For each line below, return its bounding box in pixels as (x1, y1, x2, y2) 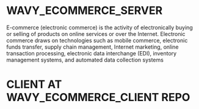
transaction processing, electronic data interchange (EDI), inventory (6, 49, 177, 57)
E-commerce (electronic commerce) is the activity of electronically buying (6, 24, 194, 31)
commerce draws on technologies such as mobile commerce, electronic (6, 37, 188, 44)
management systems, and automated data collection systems (6, 56, 164, 63)
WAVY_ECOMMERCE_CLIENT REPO (6, 91, 190, 104)
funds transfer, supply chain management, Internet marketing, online (6, 43, 179, 51)
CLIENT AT (6, 77, 62, 91)
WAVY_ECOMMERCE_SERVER (6, 4, 163, 18)
